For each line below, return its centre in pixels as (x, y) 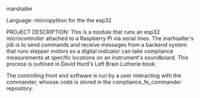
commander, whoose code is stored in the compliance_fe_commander (94, 82)
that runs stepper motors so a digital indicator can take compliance (90, 51)
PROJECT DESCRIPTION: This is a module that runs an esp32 (83, 32)
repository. (20, 88)
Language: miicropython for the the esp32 (59, 20)
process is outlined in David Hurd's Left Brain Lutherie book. (81, 64)
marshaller (20, 9)
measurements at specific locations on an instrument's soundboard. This (98, 57)
